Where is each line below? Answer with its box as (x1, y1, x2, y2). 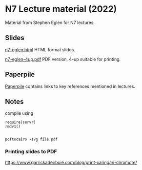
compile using (5, 110, 34, 116)
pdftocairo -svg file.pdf (5, 137, 58, 142)
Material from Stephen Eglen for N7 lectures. (5, 20, 95, 25)
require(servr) (5, 120, 36, 125)
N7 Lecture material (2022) (5, 3, 117, 15)
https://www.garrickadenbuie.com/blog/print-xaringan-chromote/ (5, 159, 138, 165)
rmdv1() (5, 124, 21, 129)
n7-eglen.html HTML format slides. (5, 46, 76, 52)
